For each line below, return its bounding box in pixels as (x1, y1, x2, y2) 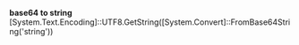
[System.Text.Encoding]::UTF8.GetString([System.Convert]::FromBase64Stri (9, 17, 291, 27)
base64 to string (9, 8, 73, 18)
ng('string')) (9, 26, 54, 36)
